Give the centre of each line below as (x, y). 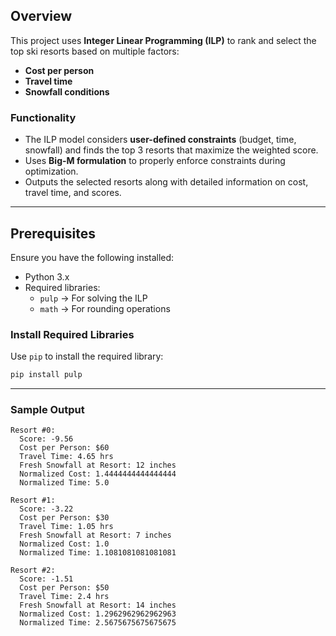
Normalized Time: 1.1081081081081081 (98, 553)
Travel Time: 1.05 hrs (66, 527)
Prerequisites (53, 233)
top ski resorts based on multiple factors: (95, 51)
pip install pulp (46, 375)
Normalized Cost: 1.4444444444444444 (98, 474)
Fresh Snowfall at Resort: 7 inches (95, 535)
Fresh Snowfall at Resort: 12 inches (98, 465)
